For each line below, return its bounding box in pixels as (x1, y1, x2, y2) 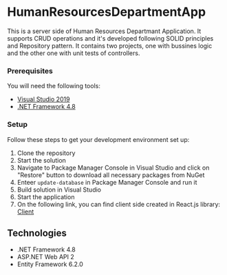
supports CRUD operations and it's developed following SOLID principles (7, 34, 214, 42)
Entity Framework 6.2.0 (17, 260, 84, 269)
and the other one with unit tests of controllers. (7, 49, 140, 57)
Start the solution (17, 156, 67, 164)
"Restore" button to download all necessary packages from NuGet (17, 170, 205, 179)
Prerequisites (7, 66, 53, 76)
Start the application (17, 192, 75, 201)
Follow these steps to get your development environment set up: (7, 135, 190, 143)
